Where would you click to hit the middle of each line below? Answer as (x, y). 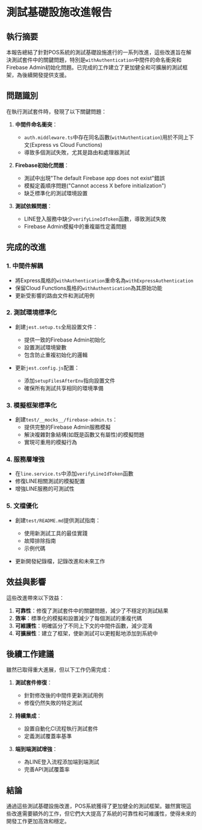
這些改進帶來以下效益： (35, 598)
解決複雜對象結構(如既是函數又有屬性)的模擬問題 (84, 435)
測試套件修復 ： (33, 682)
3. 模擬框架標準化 (32, 405)
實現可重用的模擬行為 (50, 443)
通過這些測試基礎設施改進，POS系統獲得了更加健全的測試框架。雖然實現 (96, 806)
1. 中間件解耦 (25, 266)
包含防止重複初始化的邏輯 (56, 355)
